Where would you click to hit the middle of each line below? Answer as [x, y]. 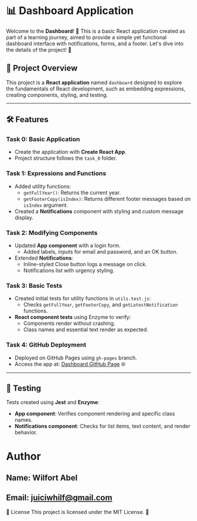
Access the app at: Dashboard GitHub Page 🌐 [70, 364]
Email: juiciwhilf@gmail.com [59, 498]
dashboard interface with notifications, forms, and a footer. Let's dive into [95, 43]
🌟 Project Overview [42, 68]
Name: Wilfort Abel [42, 478]
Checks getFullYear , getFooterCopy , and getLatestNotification [101, 305]
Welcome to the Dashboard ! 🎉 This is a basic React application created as [96, 31]
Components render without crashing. [69, 324]
